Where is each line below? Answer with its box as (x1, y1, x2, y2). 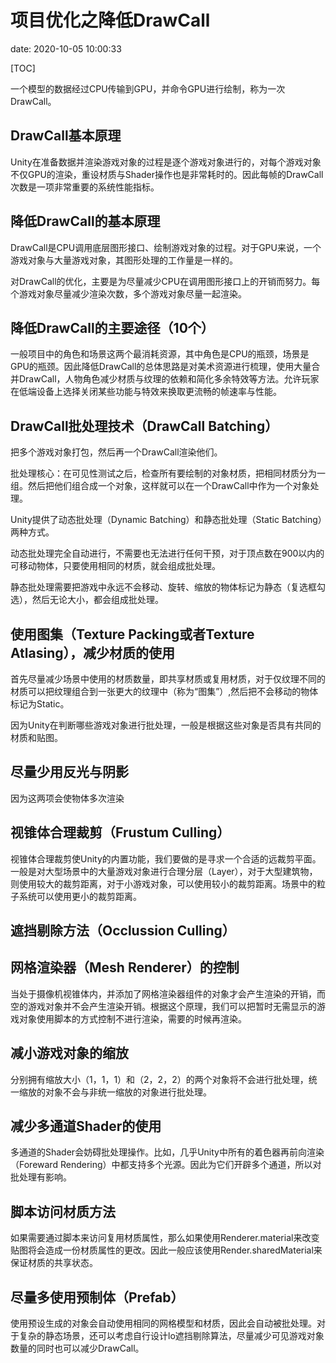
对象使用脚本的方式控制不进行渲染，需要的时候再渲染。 (18, 1012, 247, 1025)
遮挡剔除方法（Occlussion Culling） (10, 922, 236, 940)
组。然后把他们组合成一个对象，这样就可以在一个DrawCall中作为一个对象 (10, 480, 311, 492)
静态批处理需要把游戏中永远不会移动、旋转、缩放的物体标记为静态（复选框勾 (10, 581, 326, 593)
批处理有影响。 (10, 1171, 72, 1183)
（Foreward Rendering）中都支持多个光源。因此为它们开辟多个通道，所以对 (10, 1159, 322, 1171)
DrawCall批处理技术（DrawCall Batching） (10, 417, 279, 435)
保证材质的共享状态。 (10, 1257, 98, 1269)
